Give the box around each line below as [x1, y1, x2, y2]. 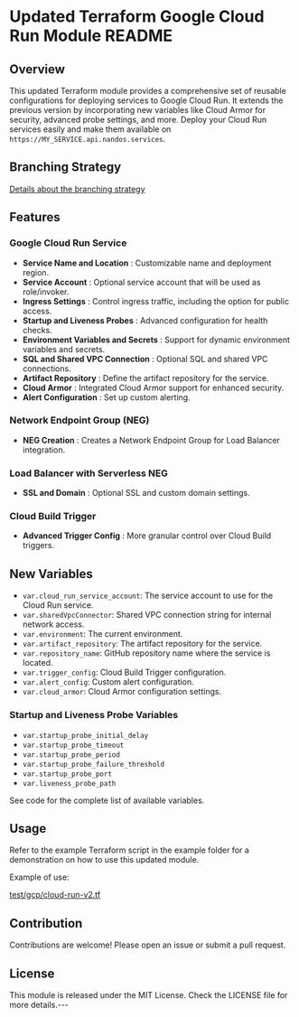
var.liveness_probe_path [22, 779, 117, 788]
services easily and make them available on [9, 124, 172, 135]
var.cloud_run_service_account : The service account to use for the [22, 590, 274, 602]
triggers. [22, 540, 55, 551]
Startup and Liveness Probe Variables [9, 709, 179, 722]
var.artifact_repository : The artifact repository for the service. [22, 639, 263, 649]
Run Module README [9, 25, 173, 46]
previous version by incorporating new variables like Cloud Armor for [9, 105, 266, 115]
